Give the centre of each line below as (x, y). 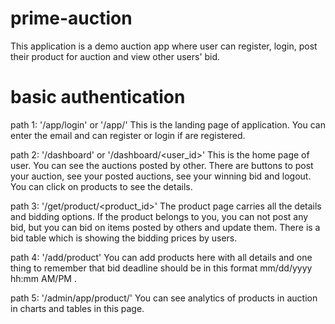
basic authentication (98, 97)
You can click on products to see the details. (101, 186)
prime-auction (71, 18)
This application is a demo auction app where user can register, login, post (164, 46)
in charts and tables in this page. (77, 308)
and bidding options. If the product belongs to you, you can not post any (159, 216)
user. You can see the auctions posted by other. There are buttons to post (162, 165)
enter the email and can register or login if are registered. (128, 135)
